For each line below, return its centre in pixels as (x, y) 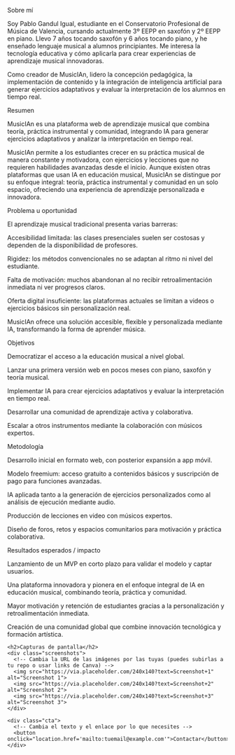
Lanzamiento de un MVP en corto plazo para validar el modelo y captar (110, 564)
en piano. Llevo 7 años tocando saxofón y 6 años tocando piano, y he (107, 39)
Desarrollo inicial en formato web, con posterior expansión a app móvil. (110, 460)
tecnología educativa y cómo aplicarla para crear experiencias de (101, 53)
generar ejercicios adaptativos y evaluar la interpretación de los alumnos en (116, 89)
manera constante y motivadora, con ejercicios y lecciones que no (103, 160)
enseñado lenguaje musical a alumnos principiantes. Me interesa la (104, 46)
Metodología (26, 446)
